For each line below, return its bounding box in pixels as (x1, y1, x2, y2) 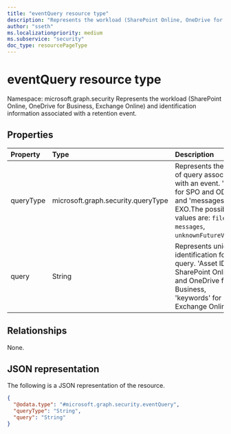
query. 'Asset (175, 258, 218, 268)
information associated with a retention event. (7, 109, 137, 117)
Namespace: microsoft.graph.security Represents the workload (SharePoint (7, 94, 222, 103)
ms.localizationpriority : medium (7, 29, 103, 37)
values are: (175, 213, 211, 223)
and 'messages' (175, 196, 227, 205)
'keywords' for (175, 293, 222, 302)
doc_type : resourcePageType (7, 42, 88, 49)
